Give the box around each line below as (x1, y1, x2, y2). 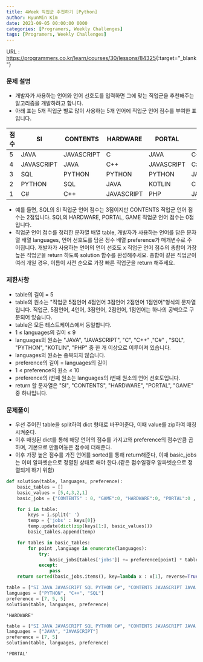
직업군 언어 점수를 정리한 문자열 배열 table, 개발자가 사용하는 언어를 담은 (14, 229, 185, 236)
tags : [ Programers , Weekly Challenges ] (6, 32, 107, 38)
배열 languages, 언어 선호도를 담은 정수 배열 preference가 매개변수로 (21, 236, 186, 244)
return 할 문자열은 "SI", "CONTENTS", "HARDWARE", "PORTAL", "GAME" (14, 381, 194, 389)
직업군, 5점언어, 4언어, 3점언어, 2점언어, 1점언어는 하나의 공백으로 (33, 306, 188, 313)
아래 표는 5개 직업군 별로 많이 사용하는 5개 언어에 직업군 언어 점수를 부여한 (14, 107, 190, 115)
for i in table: (17, 506, 59, 512)
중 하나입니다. (14, 389, 48, 396)
